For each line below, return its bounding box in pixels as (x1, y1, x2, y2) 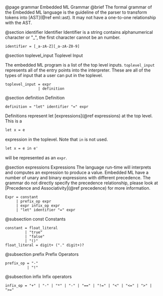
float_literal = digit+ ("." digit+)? (5, 243, 84, 247)
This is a (5, 118, 22, 124)
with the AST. (5, 20, 32, 25)
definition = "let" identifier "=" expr (5, 104, 89, 109)
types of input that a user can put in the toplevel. (5, 73, 103, 78)
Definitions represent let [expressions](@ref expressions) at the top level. (5, 113, 153, 119)
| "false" (24, 234, 45, 239)
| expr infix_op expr (16, 203, 60, 208)
